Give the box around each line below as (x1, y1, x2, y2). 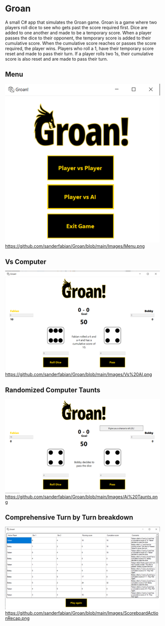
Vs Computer (5, 258, 47, 266)
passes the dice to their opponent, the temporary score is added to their (5, 35, 151, 41)
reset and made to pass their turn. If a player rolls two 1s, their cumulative (5, 50, 154, 57)
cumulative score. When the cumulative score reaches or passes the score (5, 40, 157, 46)
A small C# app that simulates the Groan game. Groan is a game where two (5, 19, 157, 25)
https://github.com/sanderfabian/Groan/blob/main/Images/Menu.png (5, 243, 145, 249)
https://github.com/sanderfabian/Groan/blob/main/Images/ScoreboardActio (5, 610, 159, 616)
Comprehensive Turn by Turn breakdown (5, 514, 134, 522)
